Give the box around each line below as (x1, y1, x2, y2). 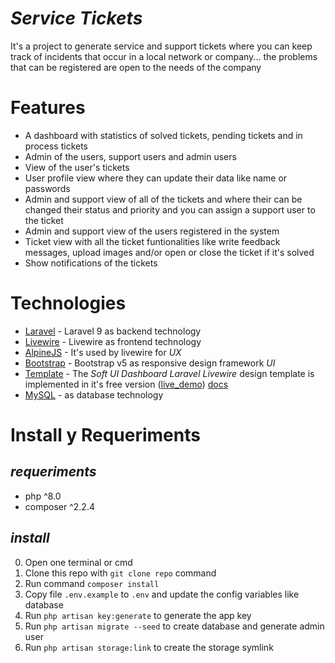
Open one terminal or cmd (24, 556, 133, 568)
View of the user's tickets (24, 161, 130, 173)
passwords (24, 182, 71, 194)
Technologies (10, 292, 127, 315)
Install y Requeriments (10, 424, 201, 446)
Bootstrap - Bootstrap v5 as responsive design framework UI (24, 357, 276, 369)
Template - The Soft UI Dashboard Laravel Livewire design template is (24, 367, 315, 379)
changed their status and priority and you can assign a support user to (24, 203, 316, 216)
